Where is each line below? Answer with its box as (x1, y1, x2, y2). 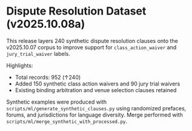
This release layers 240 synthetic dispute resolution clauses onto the (6, 37, 179, 44)
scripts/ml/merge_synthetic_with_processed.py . (6, 117, 128, 125)
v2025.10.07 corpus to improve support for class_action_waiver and (6, 44, 177, 51)
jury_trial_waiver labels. (6, 50, 71, 57)
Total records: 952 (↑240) (15, 73, 81, 81)
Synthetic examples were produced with (6, 98, 107, 106)
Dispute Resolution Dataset (6, 4, 147, 18)
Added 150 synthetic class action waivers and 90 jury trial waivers (15, 80, 180, 87)
